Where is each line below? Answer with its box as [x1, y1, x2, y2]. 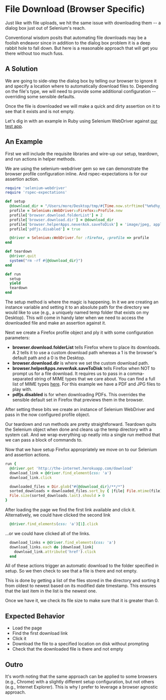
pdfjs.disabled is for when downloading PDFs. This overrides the [12, 392, 146, 398]
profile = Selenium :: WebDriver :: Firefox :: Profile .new [9, 208, 123, 213]
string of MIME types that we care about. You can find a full [34, 376, 156, 382]
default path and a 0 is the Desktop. [12, 355, 85, 361]
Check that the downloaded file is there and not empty [12, 646, 124, 652]
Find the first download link [12, 630, 68, 636]
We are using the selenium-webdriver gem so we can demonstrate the [5, 165, 149, 171]
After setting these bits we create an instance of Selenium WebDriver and [5, 407, 155, 412]
